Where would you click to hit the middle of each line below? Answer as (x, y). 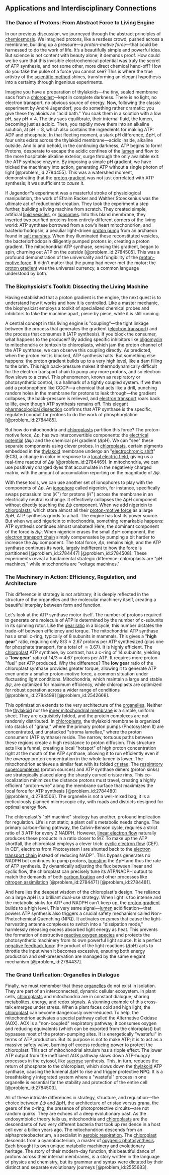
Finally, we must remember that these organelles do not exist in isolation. (81, 986)
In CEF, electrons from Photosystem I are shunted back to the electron (78, 849)
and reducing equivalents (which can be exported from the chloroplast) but (83, 1029)
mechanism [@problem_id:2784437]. (44, 961)
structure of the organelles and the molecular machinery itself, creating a (81, 599)
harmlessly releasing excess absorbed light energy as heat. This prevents (81, 929)
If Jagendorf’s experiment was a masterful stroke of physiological (73, 193)
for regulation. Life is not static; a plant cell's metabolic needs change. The (82, 822)
